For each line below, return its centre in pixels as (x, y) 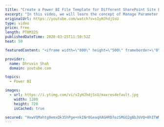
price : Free (17, 28)
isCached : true (29, 108)
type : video (17, 23)
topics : (13, 77)
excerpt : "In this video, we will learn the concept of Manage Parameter (82, 14)
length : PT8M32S (21, 32)
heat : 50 (14, 42)
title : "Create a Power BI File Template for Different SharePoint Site (81, 10)
